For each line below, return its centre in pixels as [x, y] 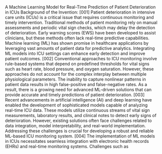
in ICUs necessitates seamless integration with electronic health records [77, 141]
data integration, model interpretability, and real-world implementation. [75, 126]
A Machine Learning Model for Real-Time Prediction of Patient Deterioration [80, 7]
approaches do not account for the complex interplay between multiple [76, 74]
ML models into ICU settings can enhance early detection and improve [75, 53]
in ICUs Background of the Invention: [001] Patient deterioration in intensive [80, 12]
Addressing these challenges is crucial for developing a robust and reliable [79, 131]
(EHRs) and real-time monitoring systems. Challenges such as [67, 146]
